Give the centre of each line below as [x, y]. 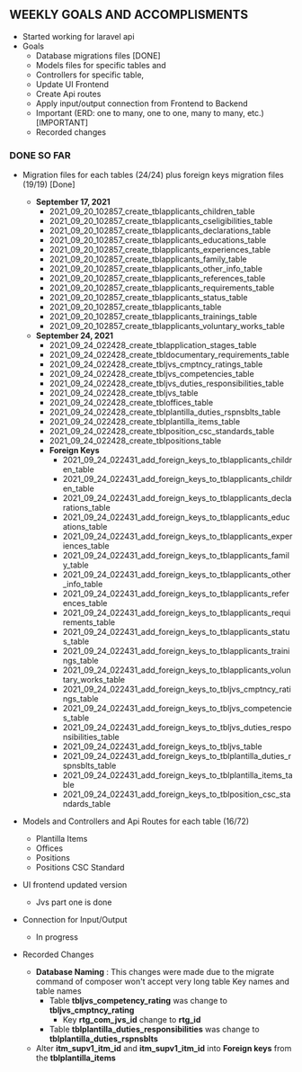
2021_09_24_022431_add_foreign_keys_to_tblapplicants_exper [178, 536]
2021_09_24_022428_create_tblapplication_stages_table [153, 345]
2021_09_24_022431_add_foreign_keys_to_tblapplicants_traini [176, 651]
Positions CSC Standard [80, 868]
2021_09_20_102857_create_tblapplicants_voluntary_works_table [167, 326]
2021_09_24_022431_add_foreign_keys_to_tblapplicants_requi [177, 613]
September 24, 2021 [75, 335]
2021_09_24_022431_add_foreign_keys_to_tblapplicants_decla [177, 498]
